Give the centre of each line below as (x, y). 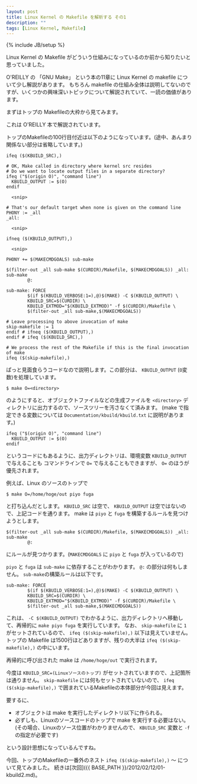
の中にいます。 (54, 648)
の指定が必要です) (36, 735)
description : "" (26, 23)
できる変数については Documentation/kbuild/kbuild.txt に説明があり (95, 415)
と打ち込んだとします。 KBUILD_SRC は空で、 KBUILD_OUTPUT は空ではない (94, 506)
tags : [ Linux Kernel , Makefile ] (46, 28)
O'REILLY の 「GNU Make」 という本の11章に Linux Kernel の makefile (91, 77)
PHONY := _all (24, 213)
